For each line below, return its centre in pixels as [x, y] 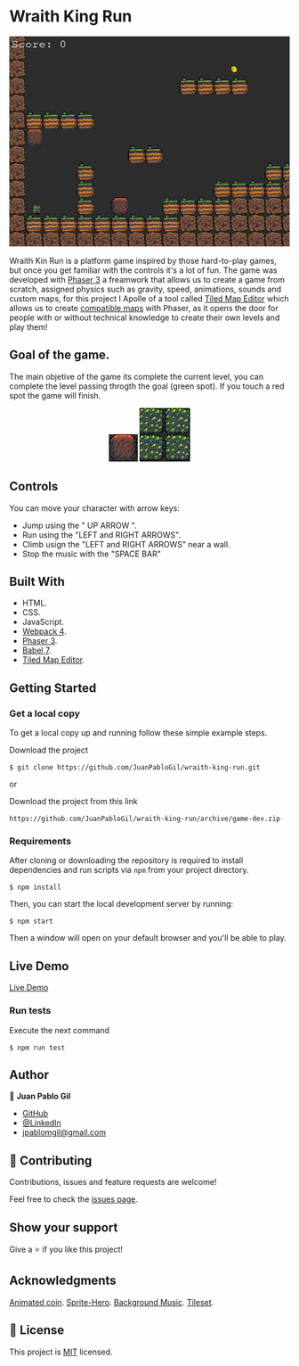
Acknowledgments [63, 1281]
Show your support [64, 1227]
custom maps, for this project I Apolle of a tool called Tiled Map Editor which [149, 298]
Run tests [30, 1011]
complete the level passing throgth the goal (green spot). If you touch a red [147, 386]
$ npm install [36, 888]
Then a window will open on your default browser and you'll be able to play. [148, 938]
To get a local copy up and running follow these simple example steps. [138, 733]
